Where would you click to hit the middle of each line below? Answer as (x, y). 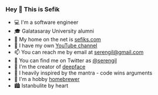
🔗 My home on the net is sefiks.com (57, 40)
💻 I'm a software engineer (46, 22)
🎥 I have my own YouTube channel (56, 45)
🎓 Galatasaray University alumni (54, 31)
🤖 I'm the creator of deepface (50, 67)
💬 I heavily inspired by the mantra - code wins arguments (83, 73)
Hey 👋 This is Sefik (33, 9)
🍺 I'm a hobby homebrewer (47, 79)
